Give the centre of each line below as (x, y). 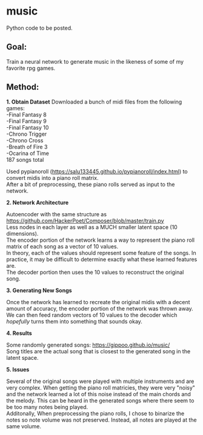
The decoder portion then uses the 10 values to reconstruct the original (95, 272)
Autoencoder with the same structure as (57, 214)
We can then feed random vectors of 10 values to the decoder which (92, 315)
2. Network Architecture (38, 202)
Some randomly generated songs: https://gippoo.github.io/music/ (88, 345)
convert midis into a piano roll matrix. (52, 178)
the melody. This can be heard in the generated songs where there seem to (100, 400)
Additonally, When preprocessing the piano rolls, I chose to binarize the (95, 413)
